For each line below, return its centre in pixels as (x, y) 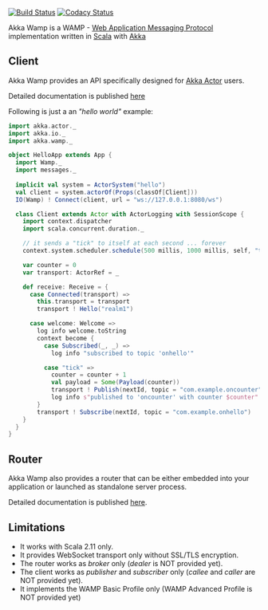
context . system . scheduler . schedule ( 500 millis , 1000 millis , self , (137, 251)
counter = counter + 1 (89, 375)
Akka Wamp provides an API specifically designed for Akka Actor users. (126, 81)
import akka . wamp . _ (41, 141)
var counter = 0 (50, 265)
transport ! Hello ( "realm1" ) (85, 309)
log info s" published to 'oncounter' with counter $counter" (155, 397)
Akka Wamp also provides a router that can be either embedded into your (129, 478)
